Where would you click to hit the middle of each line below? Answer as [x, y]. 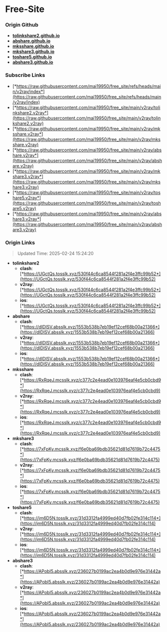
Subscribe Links [25, 75]
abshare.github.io [31, 41]
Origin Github [22, 25]
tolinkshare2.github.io [36, 35]
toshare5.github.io [32, 57]
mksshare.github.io [33, 46]
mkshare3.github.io [33, 51]
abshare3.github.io [33, 62]
